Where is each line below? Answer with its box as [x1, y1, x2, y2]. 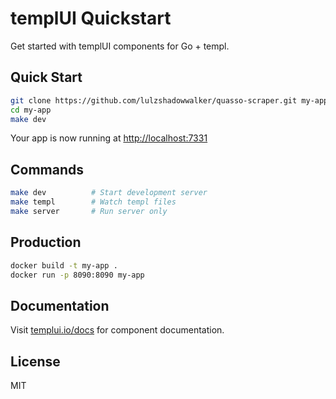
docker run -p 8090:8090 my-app [10, 270, 145, 280]
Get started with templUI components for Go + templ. [10, 40, 230, 52]
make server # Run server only [10, 206, 168, 216]
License [10, 353, 61, 370]
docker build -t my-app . [10, 260, 118, 271]
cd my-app [10, 105, 52, 115]
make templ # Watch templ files [10, 197, 177, 207]
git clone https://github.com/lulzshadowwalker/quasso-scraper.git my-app [10, 95, 329, 106]
